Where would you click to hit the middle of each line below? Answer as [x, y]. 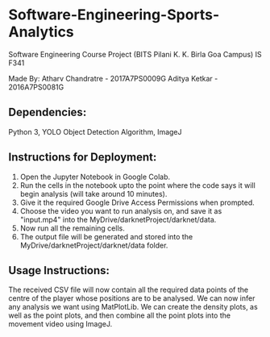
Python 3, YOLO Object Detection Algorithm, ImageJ [96, 131]
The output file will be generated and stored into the [106, 236]
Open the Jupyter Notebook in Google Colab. [95, 177]
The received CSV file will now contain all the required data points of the [128, 290]
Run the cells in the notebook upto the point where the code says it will [137, 185]
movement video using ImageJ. [60, 324]
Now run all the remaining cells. [72, 228]
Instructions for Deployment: [83, 158]
